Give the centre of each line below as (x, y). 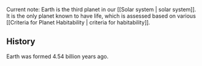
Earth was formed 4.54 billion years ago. (58, 56)
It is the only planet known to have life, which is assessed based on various (101, 16)
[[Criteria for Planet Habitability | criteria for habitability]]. (78, 22)
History (21, 42)
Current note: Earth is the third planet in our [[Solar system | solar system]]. (101, 9)
